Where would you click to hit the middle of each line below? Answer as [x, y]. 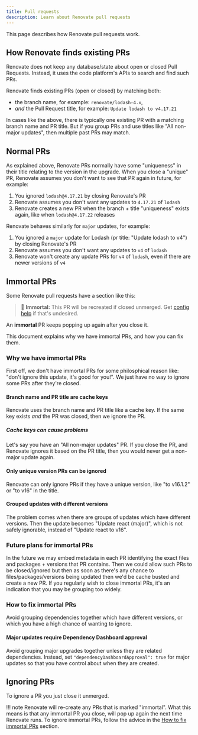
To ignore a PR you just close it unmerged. [58, 696]
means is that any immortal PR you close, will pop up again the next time [94, 714]
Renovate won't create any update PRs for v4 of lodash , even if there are [103, 257]
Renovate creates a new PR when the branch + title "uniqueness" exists [102, 208]
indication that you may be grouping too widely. [64, 589]
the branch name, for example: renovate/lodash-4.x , [79, 102]
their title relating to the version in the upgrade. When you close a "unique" [97, 172]
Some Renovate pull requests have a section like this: [71, 295]
